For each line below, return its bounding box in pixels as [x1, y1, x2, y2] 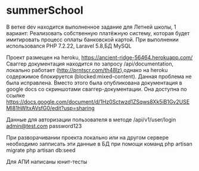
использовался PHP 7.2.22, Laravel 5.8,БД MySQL [6, 42, 132, 49]
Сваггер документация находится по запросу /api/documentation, [6, 60, 174, 67]
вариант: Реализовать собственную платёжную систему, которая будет [6, 29, 190, 36]
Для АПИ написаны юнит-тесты [6, 158, 88, 165]
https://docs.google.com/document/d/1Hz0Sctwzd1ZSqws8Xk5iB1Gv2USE [6, 98, 190, 105]
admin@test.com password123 [6, 122, 82, 129]
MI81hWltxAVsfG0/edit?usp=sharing [6, 104, 95, 111]
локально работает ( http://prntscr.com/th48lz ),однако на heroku [6, 66, 168, 73]
